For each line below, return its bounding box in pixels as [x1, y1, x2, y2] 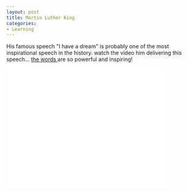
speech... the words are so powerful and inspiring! [6, 56, 133, 63]
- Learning [6, 26, 34, 32]
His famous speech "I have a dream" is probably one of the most [6, 43, 169, 50]
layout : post [6, 9, 40, 15]
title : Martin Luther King [6, 15, 75, 21]
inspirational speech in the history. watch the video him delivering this [6, 49, 182, 57]
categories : [6, 20, 37, 26]
